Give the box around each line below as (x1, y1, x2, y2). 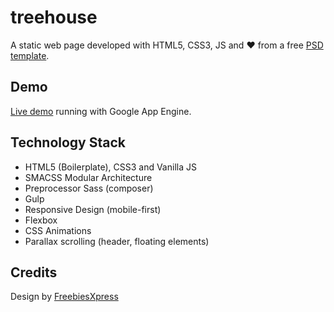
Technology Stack (10, 134, 126, 151)
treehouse (10, 6, 98, 29)
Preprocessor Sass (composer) (24, 182, 154, 194)
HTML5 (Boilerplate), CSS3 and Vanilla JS (24, 161, 197, 173)
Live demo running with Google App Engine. (10, 105, 192, 117)
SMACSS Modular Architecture (24, 171, 153, 183)
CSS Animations (24, 224, 92, 236)
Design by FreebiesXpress (10, 291, 119, 303)
